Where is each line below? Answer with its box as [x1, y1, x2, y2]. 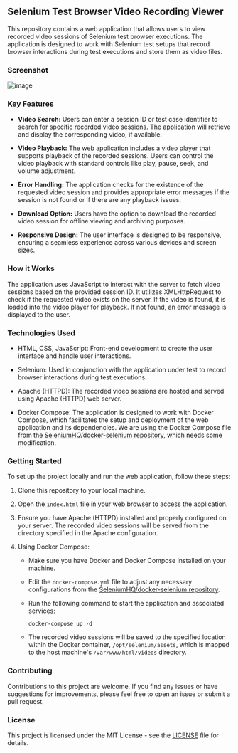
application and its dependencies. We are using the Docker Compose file [17, 423, 232, 431]
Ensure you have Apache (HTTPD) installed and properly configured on [17, 514, 227, 522]
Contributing [7, 665, 53, 675]
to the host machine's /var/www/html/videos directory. [28, 648, 187, 657]
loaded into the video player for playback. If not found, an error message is [7, 302, 227, 311]
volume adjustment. [17, 167, 76, 175]
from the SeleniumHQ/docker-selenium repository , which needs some [17, 431, 222, 439]
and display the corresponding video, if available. [17, 130, 162, 139]
